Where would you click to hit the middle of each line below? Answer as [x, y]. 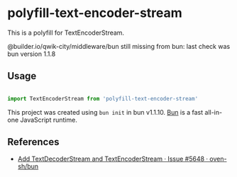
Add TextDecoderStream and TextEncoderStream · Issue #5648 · [112, 159]
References [33, 142]
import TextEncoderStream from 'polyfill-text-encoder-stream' [103, 98]
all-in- [213, 112]
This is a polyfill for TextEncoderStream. [66, 33]
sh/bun [28, 166]
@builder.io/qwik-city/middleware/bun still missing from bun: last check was [119, 46]
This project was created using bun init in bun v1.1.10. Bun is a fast [105, 112]
